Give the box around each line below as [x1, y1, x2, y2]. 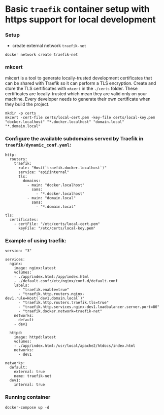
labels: [14, 283, 30, 288]
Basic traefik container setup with [5, 3, 150, 15]
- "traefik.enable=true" [18, 287, 69, 292]
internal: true [14, 382, 45, 387]
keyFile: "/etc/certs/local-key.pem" [18, 226, 96, 231]
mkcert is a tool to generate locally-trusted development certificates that [5, 75, 152, 81]
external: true [14, 369, 45, 375]
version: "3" [5, 248, 32, 254]
